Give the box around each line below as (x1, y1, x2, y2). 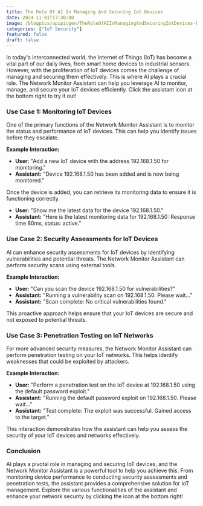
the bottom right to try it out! (6, 92, 77, 99)
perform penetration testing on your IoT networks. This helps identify (6, 351, 178, 358)
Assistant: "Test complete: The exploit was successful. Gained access (14, 407, 192, 414)
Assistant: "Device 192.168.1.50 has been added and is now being (14, 170, 179, 178)
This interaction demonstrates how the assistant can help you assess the (6, 425, 188, 432)
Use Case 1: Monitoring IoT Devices (6, 107, 112, 116)
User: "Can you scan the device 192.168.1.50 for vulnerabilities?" (14, 285, 176, 292)
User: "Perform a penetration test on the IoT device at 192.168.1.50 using (14, 381, 195, 388)
